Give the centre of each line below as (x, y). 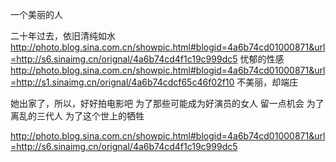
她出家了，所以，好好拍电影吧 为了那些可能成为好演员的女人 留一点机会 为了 (167, 103)
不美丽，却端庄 (267, 82)
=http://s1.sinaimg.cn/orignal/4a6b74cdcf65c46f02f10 (122, 82)
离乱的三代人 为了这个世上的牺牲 (77, 116)
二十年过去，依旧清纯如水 (63, 36)
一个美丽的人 (36, 14)
